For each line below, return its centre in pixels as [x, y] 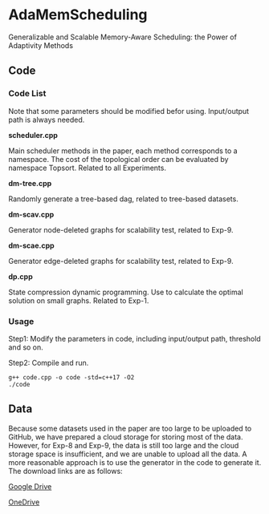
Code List [27, 94]
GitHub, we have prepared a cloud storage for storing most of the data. [126, 437]
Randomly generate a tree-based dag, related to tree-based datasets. [123, 199]
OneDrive [24, 502]
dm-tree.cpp [30, 183]
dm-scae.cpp [31, 245]
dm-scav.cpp [31, 214]
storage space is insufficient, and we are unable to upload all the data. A [128, 454]
